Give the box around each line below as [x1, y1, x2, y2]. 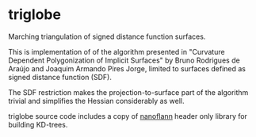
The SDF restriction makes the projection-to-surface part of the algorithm [8, 87, 249, 97]
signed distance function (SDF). [8, 72, 113, 82]
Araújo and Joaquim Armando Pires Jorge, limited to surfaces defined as [8, 63, 246, 73]
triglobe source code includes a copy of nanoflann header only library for [8, 111, 248, 120]
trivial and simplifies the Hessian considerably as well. [8, 96, 185, 105]
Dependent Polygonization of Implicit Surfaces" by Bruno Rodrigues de [8, 55, 240, 65]
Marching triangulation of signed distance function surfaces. [8, 32, 206, 41]
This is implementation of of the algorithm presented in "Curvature [8, 47, 225, 56]
